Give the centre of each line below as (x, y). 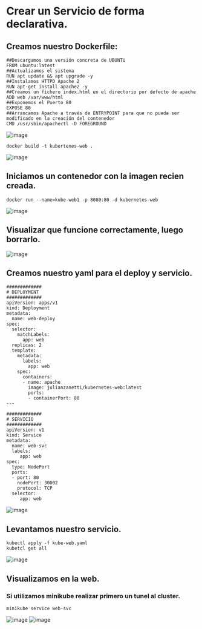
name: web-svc (29, 446)
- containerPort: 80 (54, 398)
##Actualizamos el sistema (40, 71)
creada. (21, 186)
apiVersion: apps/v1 (32, 303)
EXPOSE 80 (19, 108)
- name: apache (41, 383)
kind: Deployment (28, 308)
